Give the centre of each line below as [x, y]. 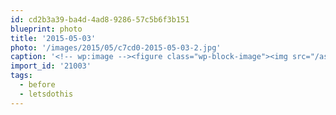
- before [37, 85]
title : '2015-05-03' [53, 38]
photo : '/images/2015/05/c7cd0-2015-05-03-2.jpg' [116, 47]
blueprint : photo [46, 29]
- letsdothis [46, 94]
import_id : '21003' [51, 66]
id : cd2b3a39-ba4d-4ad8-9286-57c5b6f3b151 [100, 19]
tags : [21, 76]
